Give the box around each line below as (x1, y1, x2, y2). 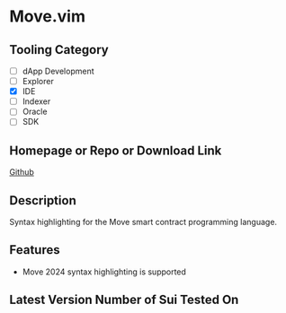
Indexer (22, 96, 51, 107)
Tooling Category (9, 42, 110, 57)
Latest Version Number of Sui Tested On (9, 292, 239, 308)
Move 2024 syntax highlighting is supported (22, 266, 187, 277)
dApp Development (22, 65, 94, 76)
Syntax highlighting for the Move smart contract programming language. (9, 217, 277, 227)
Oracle (22, 106, 48, 117)
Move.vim (9, 6, 85, 27)
